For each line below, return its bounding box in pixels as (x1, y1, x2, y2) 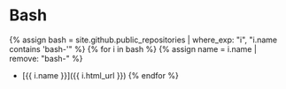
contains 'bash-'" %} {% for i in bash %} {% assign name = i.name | (9, 43, 257, 54)
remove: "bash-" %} (9, 53, 83, 63)
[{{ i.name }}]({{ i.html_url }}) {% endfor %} (21, 70, 179, 80)
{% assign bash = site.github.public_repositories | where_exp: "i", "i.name (9, 34, 277, 45)
